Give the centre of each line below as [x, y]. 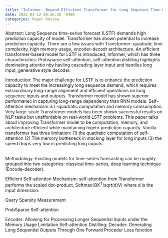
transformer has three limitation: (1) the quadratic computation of [72, 133]
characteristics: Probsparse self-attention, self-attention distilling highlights [83, 60]
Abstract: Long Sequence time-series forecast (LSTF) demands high [76, 33]
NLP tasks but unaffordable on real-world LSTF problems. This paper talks [82, 117]
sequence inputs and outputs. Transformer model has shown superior [77, 96]
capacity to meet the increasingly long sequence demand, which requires [81, 85]
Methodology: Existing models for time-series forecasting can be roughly [80, 159]
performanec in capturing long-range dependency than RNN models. [76, 101]
